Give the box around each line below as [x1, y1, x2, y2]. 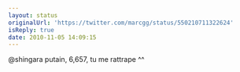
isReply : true [8, 26, 55, 34]
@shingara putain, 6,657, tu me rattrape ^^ [8, 55, 145, 64]
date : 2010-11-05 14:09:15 [8, 33, 97, 41]
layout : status [8, 11, 58, 20]
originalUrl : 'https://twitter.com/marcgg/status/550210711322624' [8, 19, 234, 27]
